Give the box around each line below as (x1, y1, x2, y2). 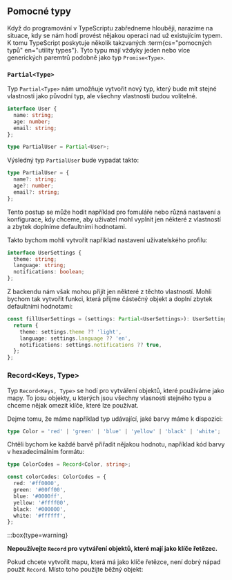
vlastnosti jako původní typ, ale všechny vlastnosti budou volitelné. (7, 92, 197, 100)
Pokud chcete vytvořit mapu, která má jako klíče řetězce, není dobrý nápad (7, 558, 221, 566)
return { (13, 322, 39, 329)
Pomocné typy (7, 6, 71, 17)
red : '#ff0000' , (13, 480, 60, 487)
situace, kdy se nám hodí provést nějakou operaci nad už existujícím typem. (7, 31, 223, 39)
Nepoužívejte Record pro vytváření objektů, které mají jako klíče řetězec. (7, 545, 217, 553)
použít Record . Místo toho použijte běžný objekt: (7, 565, 144, 574)
